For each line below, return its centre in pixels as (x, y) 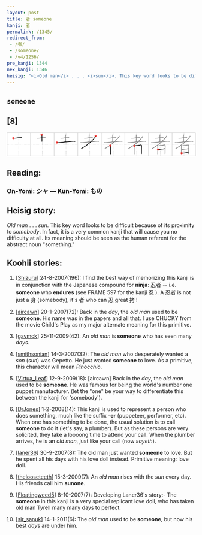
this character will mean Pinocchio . (59, 367)
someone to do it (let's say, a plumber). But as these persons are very (102, 428)
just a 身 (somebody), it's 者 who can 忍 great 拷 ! (76, 300)
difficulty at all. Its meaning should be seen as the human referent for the (97, 238)
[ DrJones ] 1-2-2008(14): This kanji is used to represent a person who (101, 409)
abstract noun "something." (41, 244)
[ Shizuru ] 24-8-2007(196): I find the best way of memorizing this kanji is (105, 277)
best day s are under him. (46, 525)
